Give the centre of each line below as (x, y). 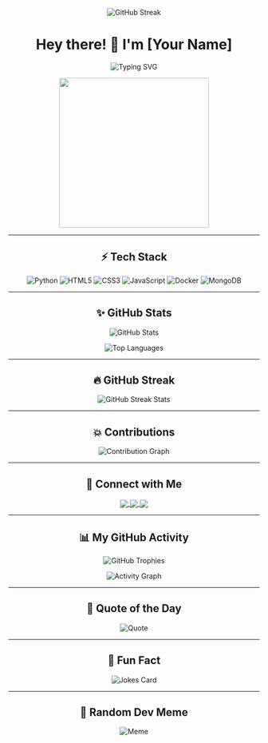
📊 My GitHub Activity (134, 537)
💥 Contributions (134, 432)
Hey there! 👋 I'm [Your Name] (134, 45)
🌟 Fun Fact (134, 660)
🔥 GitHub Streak (134, 380)
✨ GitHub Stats (134, 313)
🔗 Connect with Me (134, 484)
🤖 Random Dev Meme (134, 712)
